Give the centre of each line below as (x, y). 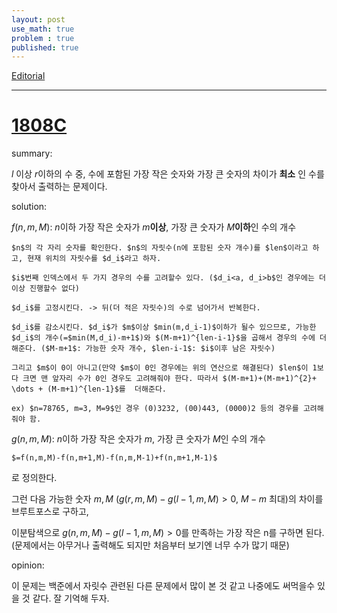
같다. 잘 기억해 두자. (71, 598)
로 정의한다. (34, 478)
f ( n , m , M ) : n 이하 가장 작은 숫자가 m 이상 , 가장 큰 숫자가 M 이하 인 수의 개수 (154, 227)
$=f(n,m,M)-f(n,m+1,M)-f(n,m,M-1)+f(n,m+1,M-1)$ (114, 458)
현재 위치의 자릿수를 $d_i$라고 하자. (94, 259)
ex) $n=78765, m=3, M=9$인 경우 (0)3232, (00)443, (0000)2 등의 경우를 (155, 409)
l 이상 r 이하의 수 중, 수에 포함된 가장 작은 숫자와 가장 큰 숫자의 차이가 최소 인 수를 (168, 174)
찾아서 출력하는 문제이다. (59, 187)
